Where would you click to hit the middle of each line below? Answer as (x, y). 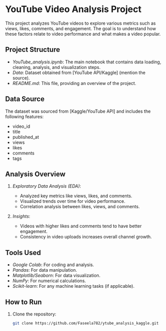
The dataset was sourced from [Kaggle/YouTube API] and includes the (78, 111)
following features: (25, 116)
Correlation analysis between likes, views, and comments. (80, 207)
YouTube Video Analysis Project (73, 9)
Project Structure (33, 50)
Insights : (21, 216)
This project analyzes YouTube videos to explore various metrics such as (80, 23)
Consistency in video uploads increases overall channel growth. (86, 237)
